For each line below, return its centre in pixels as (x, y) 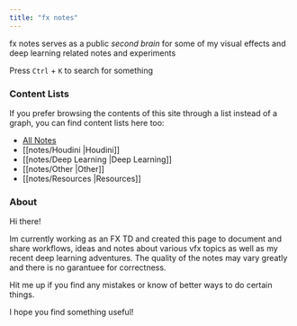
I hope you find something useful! (72, 312)
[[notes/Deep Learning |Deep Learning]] (97, 159)
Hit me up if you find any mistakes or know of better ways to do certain (141, 285)
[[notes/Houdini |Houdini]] (71, 149)
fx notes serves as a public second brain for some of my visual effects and (148, 43)
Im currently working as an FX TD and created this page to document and (145, 239)
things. (22, 294)
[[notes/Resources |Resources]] (81, 178)
